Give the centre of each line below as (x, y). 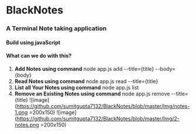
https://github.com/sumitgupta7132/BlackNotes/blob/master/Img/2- (98, 118)
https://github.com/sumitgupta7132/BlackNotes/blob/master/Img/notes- (103, 106)
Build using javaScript (33, 42)
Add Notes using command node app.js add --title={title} (84, 68)
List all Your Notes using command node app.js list (77, 87)
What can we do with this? (39, 56)
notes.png (27, 125)
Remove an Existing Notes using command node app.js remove (92, 94)
